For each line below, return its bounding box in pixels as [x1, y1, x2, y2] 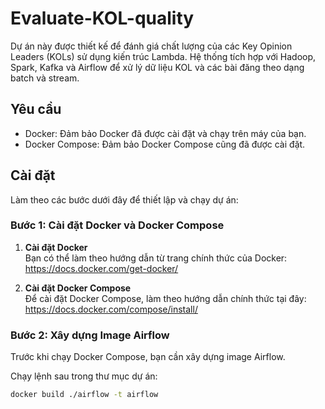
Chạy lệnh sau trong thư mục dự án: [10, 370, 158, 382]
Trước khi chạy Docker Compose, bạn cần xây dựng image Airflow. [10, 351, 286, 363]
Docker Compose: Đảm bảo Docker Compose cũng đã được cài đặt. [24, 138, 306, 150]
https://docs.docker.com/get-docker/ [24, 262, 179, 274]
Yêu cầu [10, 101, 62, 118]
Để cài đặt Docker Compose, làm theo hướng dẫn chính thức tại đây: [24, 292, 307, 304]
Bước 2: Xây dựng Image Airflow [10, 328, 170, 342]
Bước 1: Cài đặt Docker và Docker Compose [10, 218, 225, 232]
